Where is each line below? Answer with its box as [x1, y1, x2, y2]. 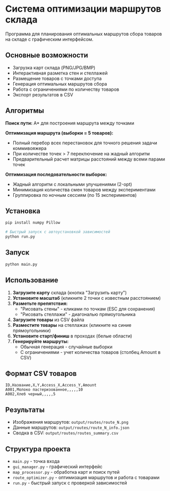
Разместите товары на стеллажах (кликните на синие [12, 322, 131, 328]
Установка [5, 206, 41, 215]
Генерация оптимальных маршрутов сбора [12, 81, 107, 87]
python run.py [5, 234, 36, 240]
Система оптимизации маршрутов [5, 3, 161, 15]
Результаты [5, 405, 45, 414]
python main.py [5, 262, 38, 267]
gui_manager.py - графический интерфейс [12, 463, 103, 470]
